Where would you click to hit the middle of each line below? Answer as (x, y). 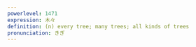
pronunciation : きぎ (36, 33)
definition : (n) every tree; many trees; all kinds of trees (98, 26)
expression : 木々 (31, 20)
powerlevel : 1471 (33, 13)
